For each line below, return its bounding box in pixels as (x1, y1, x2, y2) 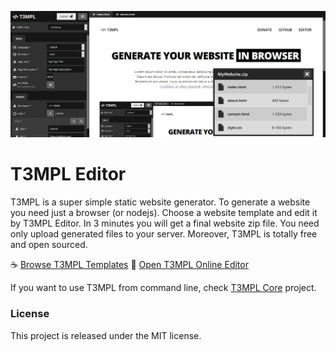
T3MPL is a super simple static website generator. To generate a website (10, 196, 311, 208)
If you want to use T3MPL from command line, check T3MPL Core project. (10, 282, 317, 294)
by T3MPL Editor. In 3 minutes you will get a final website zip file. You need (10, 217, 320, 230)
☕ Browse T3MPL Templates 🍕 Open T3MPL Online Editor (10, 259, 249, 271)
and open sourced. (10, 239, 88, 251)
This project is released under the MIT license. (10, 329, 202, 341)
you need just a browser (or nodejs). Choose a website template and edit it (10, 207, 318, 219)
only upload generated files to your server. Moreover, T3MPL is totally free (10, 228, 318, 240)
